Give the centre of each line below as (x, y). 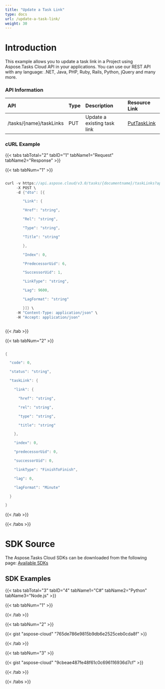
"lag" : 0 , (24, 478)
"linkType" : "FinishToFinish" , (46, 470)
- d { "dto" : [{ (30, 192)
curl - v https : (21, 183)
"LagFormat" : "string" (46, 299)
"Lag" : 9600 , (36, 290)
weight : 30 (16, 23)
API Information (24, 90)
